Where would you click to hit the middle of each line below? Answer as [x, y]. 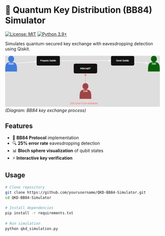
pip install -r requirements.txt [39, 213]
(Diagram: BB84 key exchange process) [46, 111]
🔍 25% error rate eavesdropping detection [56, 143]
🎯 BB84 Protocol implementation [46, 138]
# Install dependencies [29, 208]
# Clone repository [25, 187]
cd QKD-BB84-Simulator [28, 198]
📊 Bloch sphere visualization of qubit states [58, 151]
